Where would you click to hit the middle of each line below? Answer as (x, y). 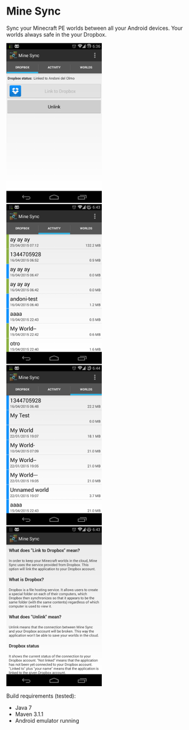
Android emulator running (47, 721)
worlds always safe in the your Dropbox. (57, 34)
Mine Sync (34, 11)
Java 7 (23, 708)
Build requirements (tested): (41, 696)
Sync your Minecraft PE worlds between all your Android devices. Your (94, 28)
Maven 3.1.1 (29, 714)
